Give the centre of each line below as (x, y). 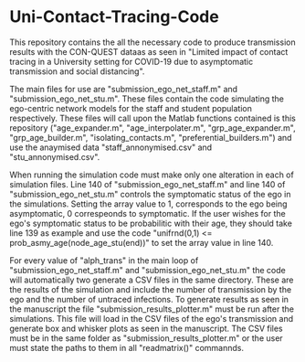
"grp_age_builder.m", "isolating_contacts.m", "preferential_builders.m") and (151, 137)
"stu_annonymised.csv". (55, 156)
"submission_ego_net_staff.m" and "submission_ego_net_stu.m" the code (147, 270)
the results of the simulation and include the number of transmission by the (151, 289)
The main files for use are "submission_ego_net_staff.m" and (124, 89)
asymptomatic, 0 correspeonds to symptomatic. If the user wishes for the (147, 213)
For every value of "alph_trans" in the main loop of (104, 260)
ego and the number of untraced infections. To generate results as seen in (149, 299)
